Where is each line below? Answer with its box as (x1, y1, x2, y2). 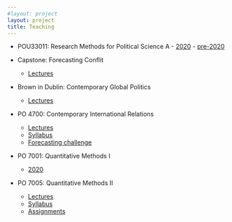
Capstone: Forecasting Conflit (17, 56, 103, 64)
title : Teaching (7, 23, 55, 30)
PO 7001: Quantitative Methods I (17, 151, 110, 161)
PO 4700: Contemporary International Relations (17, 110, 154, 119)
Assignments (27, 207, 66, 216)
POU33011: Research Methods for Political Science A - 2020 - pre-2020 (17, 43, 225, 51)
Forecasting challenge (27, 138, 92, 147)
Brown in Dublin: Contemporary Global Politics (17, 83, 152, 91)
